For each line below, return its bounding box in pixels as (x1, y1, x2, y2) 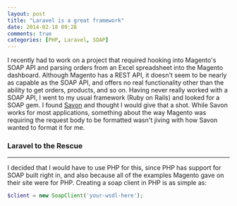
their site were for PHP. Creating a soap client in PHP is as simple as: (7, 178, 207, 187)
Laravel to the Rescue (7, 141, 83, 151)
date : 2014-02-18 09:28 (7, 23, 78, 30)
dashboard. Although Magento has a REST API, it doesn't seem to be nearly (7, 71, 227, 80)
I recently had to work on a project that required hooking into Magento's (7, 56, 217, 64)
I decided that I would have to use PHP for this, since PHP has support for (7, 164, 221, 172)
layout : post (7, 10, 46, 18)
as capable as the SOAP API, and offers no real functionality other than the (7, 78, 224, 87)
